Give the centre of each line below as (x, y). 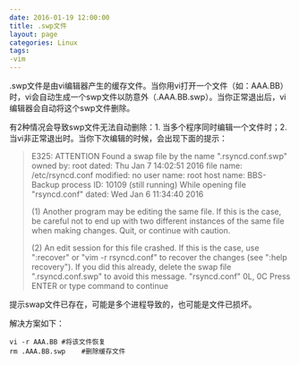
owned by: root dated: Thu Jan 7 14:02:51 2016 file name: (137, 166)
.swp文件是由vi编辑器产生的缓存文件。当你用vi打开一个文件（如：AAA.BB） (149, 85)
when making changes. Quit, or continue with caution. (131, 230)
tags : (19, 51)
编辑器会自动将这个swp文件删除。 (72, 108)
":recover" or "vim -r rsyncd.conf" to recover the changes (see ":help (159, 257)
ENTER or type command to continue (99, 286)
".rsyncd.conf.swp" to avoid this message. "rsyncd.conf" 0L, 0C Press (161, 276)
